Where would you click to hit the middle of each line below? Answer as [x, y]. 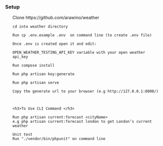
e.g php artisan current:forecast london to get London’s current [82, 122]
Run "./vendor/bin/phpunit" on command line [59, 139]
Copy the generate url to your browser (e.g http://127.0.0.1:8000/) [85, 91]
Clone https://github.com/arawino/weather [56, 18]
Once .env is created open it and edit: [54, 44]
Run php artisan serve [36, 83]
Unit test [22, 135]
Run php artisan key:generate [43, 74]
